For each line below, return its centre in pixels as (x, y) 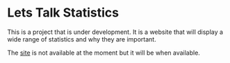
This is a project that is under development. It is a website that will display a (115, 32)
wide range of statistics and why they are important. (82, 39)
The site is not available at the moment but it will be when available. (104, 53)
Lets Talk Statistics (63, 13)
